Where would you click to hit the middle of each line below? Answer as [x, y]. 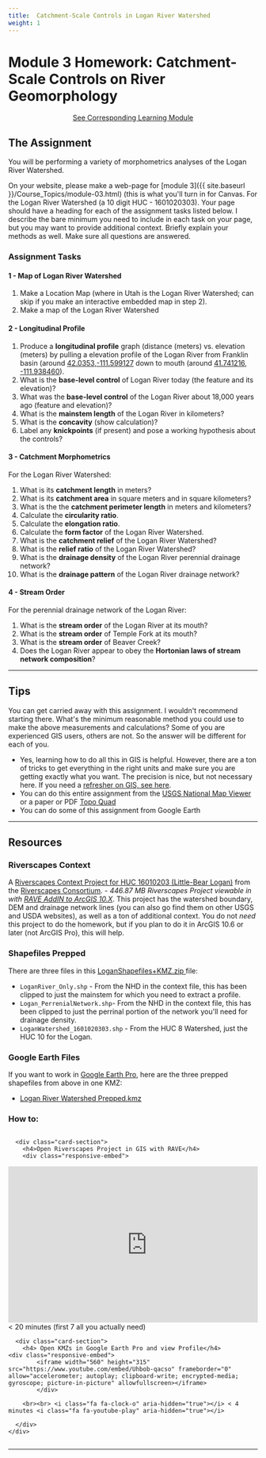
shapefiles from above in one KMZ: [65, 1083]
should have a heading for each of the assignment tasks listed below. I [123, 211]
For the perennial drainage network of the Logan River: [98, 610]
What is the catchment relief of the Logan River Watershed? [118, 540]
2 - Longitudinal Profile [47, 328]
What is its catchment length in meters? [85, 489]
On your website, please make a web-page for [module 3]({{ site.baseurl [127, 186]
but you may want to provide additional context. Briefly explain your [118, 228]
